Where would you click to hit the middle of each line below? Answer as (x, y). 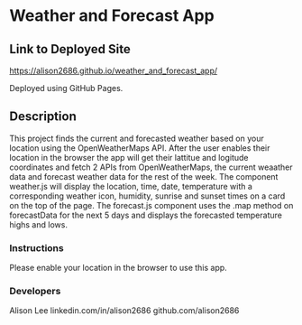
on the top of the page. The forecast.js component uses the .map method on (151, 205)
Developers (35, 292)
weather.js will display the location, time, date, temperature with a (131, 186)
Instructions (37, 247)
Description (43, 117)
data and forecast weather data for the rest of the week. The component (144, 176)
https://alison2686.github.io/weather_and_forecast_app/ (114, 70)
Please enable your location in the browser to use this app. (118, 268)
